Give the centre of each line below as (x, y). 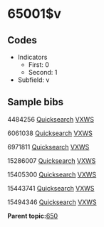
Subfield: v (33, 80)
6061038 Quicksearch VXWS (50, 133)
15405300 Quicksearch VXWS (52, 174)
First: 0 (39, 65)
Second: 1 (43, 72)
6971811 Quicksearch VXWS (48, 147)
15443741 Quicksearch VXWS (51, 188)
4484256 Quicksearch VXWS (51, 119)
